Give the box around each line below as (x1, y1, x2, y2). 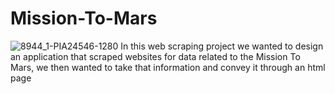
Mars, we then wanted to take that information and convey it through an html (10, 61, 326, 73)
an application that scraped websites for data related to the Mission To (10, 50, 301, 62)
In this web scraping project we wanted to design (120, 40, 324, 52)
